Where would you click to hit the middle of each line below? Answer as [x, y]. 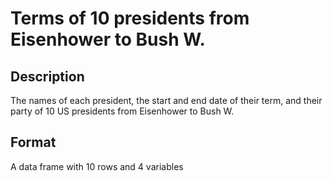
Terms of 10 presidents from [130, 18]
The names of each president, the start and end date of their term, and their [166, 100]
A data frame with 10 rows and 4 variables [97, 166]
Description [47, 76]
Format [33, 142]
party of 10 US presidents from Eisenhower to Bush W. [122, 111]
